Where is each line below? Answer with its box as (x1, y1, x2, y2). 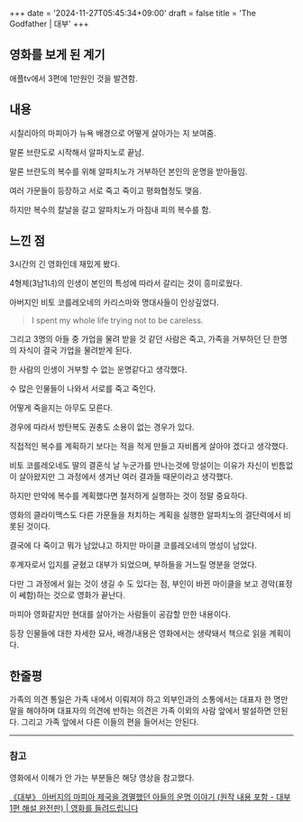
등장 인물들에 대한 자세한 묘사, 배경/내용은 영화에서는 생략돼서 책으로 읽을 (9, 628, 268, 639)
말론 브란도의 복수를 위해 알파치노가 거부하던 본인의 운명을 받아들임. (9, 166, 248, 177)
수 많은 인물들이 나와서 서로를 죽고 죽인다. (9, 383, 156, 394)
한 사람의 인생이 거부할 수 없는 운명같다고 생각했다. (9, 365, 188, 375)
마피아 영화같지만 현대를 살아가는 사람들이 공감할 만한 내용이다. (9, 609, 232, 620)
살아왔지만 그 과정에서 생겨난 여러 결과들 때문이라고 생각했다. (18, 471, 234, 482)
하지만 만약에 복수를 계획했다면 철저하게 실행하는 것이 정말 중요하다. (9, 491, 248, 502)
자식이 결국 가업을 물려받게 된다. (18, 345, 133, 356)
